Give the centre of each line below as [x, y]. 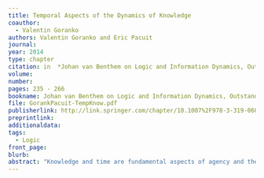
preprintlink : [31, 118]
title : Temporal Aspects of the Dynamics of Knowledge [100, 15]
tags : [17, 132]
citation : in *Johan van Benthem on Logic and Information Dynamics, [126, 67]
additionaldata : [35, 125]
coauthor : [24, 23]
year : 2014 [26, 52]
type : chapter [31, 60]
